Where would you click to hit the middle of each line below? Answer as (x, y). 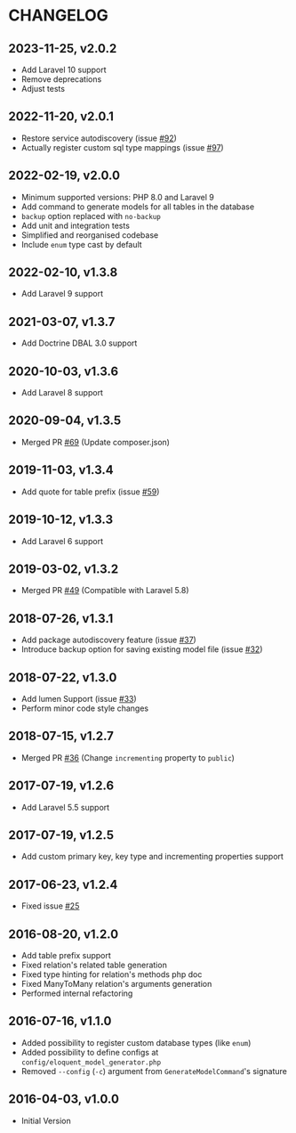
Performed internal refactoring (77, 993)
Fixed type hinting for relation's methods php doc (112, 974)
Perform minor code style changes (84, 708)
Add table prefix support (66, 955)
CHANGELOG (58, 16)
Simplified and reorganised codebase (90, 235)
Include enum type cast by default (82, 244)
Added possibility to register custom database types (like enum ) (136, 1042)
